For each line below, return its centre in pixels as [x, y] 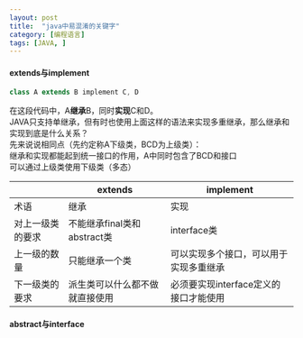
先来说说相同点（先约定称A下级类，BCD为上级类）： [106, 144]
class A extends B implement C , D [74, 92]
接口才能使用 [197, 298]
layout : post [34, 18]
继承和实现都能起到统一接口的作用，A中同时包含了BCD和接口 [123, 156]
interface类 [194, 231]
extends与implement [50, 72]
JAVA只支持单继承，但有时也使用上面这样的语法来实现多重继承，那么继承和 [150, 122]
